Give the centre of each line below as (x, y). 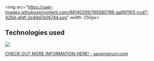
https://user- (40, 7)
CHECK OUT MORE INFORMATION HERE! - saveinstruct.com (67, 54)
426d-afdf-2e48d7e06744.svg (36, 17)
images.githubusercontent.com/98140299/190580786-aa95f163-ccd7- (77, 12)
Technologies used (35, 33)
